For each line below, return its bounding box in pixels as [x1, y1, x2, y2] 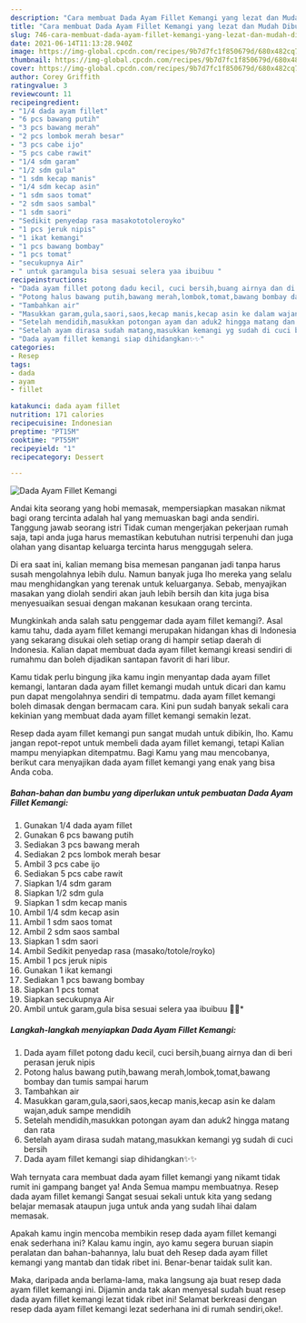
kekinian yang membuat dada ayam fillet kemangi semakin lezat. [10, 710, 252, 721]
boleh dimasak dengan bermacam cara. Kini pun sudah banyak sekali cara [10, 701, 289, 712]
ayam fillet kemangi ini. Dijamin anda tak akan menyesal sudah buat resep [10, 1284, 286, 1296]
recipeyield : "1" [10, 444, 76, 453]
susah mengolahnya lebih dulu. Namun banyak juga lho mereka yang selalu [10, 569, 292, 580]
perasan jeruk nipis [23, 1057, 95, 1068]
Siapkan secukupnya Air [23, 994, 114, 1005]
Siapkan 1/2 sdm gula [23, 887, 104, 898]
